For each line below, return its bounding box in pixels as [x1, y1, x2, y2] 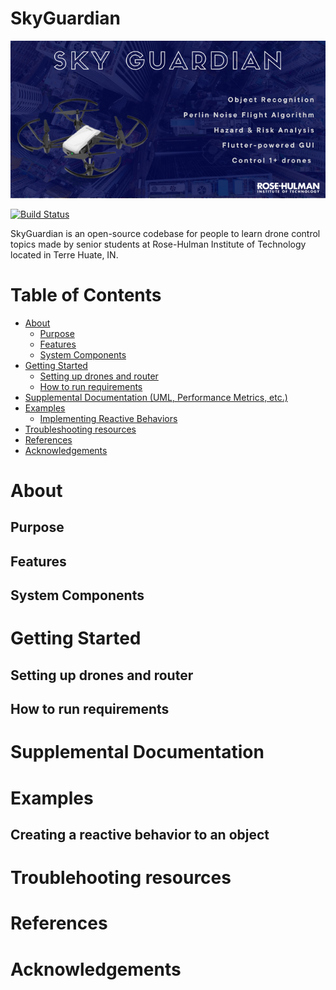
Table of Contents [10, 284, 162, 307]
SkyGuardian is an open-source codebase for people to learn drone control [10, 227, 321, 239]
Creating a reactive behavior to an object [10, 826, 270, 843]
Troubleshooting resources [24, 423, 137, 435]
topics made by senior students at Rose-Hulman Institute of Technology [10, 238, 307, 250]
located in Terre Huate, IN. [10, 248, 119, 261]
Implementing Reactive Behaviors [39, 412, 178, 424]
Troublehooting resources [10, 867, 232, 889]
